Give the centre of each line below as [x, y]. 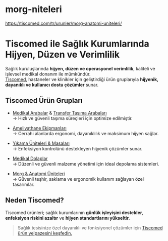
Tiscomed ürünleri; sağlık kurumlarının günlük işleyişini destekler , [74, 212]
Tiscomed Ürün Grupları [44, 101]
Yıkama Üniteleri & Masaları [41, 143]
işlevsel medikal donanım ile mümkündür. [48, 74]
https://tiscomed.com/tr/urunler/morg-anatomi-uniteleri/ [64, 23]
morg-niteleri [34, 9]
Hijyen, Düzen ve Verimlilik [63, 55]
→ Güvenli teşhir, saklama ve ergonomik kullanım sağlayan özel [78, 179]
